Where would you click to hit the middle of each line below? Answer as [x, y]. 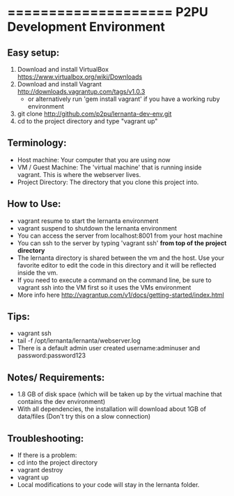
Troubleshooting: [46, 439]
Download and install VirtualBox [63, 69]
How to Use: [34, 204]
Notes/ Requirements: [56, 377]
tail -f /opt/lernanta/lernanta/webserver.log [79, 341]
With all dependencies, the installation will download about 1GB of [112, 409]
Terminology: [37, 143]
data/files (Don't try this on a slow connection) [84, 417]
